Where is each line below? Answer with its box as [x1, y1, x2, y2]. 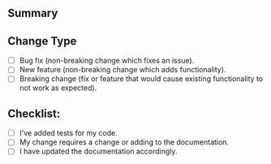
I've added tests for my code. [19, 128, 118, 138]
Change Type [7, 34, 77, 48]
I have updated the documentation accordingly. [19, 146, 178, 157]
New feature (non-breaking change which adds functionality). [19, 65, 226, 75]
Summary [7, 6, 58, 20]
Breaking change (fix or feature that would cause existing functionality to [19, 74, 264, 84]
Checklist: [7, 106, 61, 120]
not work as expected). [19, 83, 97, 93]
